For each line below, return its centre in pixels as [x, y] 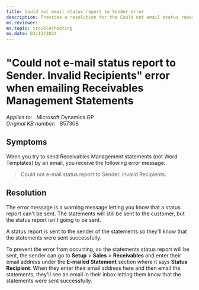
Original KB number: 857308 [42, 124]
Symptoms [27, 142]
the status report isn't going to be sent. [54, 219]
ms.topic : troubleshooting [39, 28]
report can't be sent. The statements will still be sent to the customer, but [95, 213]
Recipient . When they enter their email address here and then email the [93, 268]
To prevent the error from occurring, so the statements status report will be [98, 249]
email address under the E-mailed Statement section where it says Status [97, 262]
